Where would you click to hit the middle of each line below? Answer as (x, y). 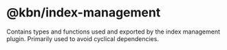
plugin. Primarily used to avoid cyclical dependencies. (83, 38)
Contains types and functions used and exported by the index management (113, 32)
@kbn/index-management (84, 13)
